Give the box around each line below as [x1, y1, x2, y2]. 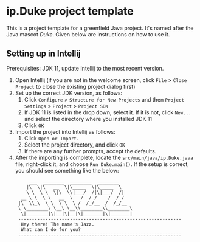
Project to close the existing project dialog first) [15, 83, 136, 90]
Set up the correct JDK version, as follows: [15, 89, 123, 97]
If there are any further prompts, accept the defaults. [24, 147, 157, 154]
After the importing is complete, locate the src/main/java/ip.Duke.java [15, 154, 193, 161]
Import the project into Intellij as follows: [15, 128, 116, 135]
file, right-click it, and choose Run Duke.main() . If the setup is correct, [15, 160, 190, 168]
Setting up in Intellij [6, 49, 81, 59]
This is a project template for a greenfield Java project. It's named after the [6, 24, 194, 32]
